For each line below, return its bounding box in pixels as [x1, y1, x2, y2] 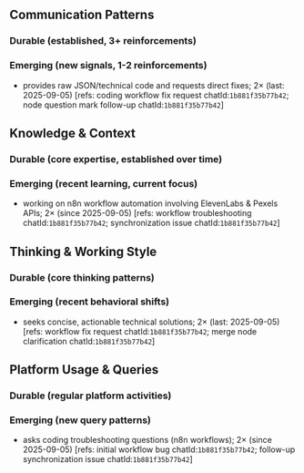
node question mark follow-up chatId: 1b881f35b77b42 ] [22, 99, 225, 110]
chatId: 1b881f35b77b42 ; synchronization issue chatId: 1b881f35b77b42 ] [22, 218, 280, 229]
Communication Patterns [9, 7, 155, 23]
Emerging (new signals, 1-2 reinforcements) [9, 59, 208, 72]
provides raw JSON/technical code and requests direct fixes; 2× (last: [22, 79, 285, 90]
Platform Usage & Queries [9, 362, 159, 377]
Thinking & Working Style [9, 243, 157, 259]
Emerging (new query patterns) [9, 414, 152, 427]
